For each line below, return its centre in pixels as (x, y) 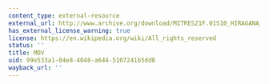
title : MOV (26, 53)
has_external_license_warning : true (69, 30)
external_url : (32, 23)
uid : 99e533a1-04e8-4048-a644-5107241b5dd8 (82, 61)
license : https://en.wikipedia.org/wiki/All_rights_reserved (112, 38)
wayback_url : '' (35, 68)
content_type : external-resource (64, 16)
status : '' (26, 46)
